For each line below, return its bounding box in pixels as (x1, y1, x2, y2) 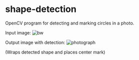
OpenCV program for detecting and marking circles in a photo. (5, 20, 134, 26)
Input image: (5, 29, 31, 35)
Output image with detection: (5, 39, 65, 45)
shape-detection (5, 3, 77, 15)
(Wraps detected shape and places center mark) (5, 49, 105, 55)
